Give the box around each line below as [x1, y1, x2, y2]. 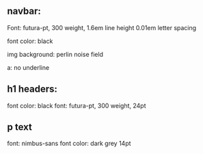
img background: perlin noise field [7, 50, 104, 58]
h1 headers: [7, 84, 58, 95]
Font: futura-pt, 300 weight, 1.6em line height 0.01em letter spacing [7, 23, 197, 31]
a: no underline [7, 63, 50, 71]
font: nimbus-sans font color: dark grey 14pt [7, 140, 131, 148]
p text [7, 121, 32, 133]
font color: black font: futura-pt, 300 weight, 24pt [7, 101, 146, 110]
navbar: [7, 5, 41, 17]
